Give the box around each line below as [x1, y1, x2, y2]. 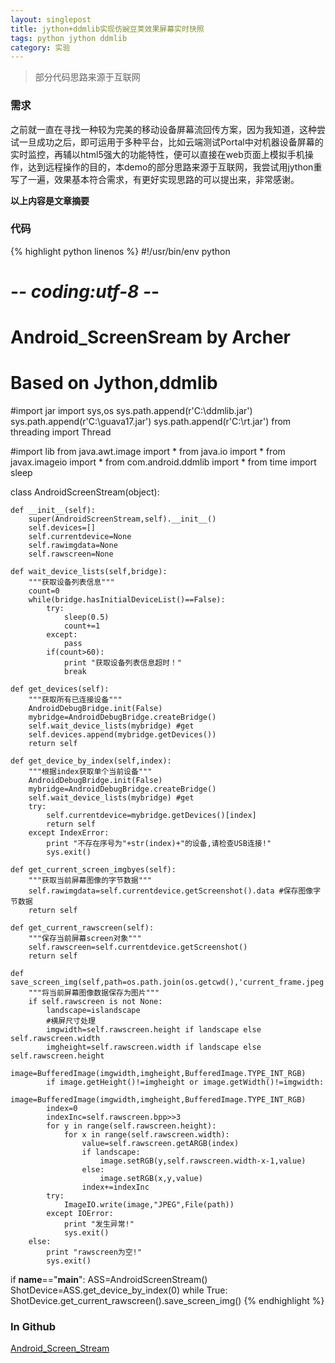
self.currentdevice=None [28, 532, 132, 542]
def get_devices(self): [10, 684, 110, 695]
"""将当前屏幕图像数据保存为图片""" [28, 988, 160, 998]
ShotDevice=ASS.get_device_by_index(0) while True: [10, 1284, 228, 1296]
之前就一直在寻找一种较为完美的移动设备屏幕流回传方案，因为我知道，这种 [10, 123, 317, 135]
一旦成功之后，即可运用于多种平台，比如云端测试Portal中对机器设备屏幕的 [18, 136, 324, 148]
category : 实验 [10, 42, 71, 53]
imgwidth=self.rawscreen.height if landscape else [46, 1025, 262, 1035]
